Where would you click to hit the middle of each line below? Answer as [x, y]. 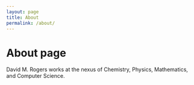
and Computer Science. [36, 76]
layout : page [23, 12]
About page [36, 53]
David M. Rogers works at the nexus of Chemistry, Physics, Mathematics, [97, 69]
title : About [23, 17]
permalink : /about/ [31, 23]
